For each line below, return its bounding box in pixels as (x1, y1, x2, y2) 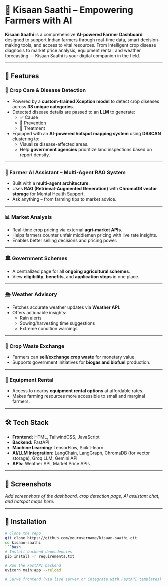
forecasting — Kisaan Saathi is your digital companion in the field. (5, 52, 141, 59)
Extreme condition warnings (19, 325, 78, 331)
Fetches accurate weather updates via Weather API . (12, 304, 121, 310)
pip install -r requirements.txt (5, 554, 75, 559)
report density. (19, 152, 50, 158)
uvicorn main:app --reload (5, 567, 61, 573)
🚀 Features (5, 72, 39, 80)
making (5, 42, 21, 48)
